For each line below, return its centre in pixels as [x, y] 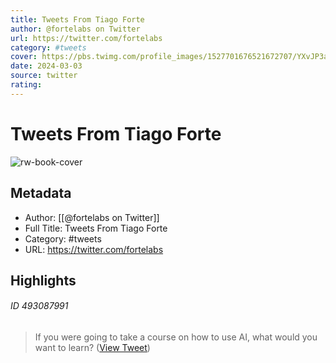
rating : [26, 85]
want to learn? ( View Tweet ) [92, 348]
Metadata [41, 193]
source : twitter [44, 76]
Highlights [43, 280]
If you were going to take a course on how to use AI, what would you [176, 337]
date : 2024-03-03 [46, 66]
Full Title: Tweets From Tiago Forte [96, 228]
